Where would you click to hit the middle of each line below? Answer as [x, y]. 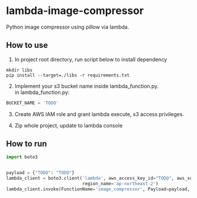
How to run [27, 144]
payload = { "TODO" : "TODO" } [40, 173]
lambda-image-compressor [75, 11]
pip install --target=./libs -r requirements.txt [68, 75]
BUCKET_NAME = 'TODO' [33, 103]
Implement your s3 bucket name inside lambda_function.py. [87, 86]
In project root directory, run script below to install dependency [91, 59]
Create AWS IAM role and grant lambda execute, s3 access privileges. [99, 114]
